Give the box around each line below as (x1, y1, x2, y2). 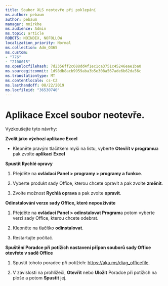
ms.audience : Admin (5, 26, 47, 31)
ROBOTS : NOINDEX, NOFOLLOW (5, 36, 62, 41)
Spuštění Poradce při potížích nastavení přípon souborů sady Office (5, 244, 151, 251)
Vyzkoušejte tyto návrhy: (5, 126, 57, 132)
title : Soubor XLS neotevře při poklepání (5, 7, 96, 13)
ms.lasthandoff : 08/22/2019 (5, 83, 65, 88)
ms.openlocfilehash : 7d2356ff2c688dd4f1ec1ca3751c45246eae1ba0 (5, 64, 142, 69)
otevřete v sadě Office (5, 250, 53, 256)
